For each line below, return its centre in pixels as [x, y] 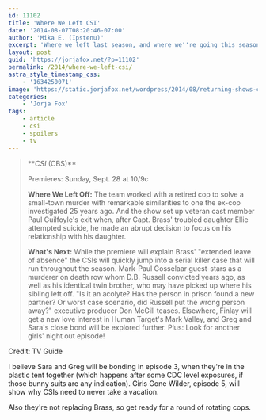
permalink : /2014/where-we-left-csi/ [70, 67]
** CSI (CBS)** [52, 163]
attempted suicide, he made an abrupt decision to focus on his [129, 227]
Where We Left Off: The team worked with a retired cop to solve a [135, 194]
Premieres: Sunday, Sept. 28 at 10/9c [88, 178]
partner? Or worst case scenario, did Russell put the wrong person [136, 302]
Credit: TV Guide [36, 351]
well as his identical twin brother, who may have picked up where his [139, 285]
